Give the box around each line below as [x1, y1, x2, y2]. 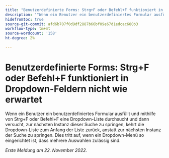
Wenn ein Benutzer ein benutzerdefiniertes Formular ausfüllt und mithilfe [5, 111, 156, 117]
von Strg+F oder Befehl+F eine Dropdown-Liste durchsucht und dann [5, 116, 149, 122]
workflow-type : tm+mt [5, 26, 51, 31]
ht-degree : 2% [5, 36, 35, 41]
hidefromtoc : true [5, 17, 44, 22]
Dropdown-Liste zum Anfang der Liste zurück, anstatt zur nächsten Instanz [5, 127, 161, 133]
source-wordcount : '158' [5, 31, 57, 36]
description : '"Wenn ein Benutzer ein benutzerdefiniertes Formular [5, 12, 152, 17]
